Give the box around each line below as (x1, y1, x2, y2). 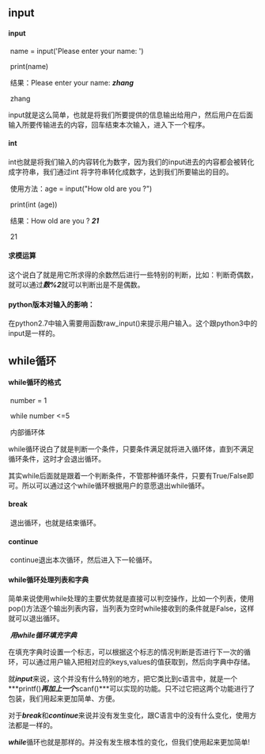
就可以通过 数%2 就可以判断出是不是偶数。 (8, 280, 145, 289)
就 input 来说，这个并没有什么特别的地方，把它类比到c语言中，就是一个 (8, 674, 238, 684)
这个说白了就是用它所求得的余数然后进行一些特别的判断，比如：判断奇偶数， (8, 270, 258, 280)
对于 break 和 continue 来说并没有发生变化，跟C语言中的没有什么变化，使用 (8, 710, 250, 720)
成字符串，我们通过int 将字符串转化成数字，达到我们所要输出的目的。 (8, 166, 233, 177)
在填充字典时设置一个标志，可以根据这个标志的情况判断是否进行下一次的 (8, 647, 244, 657)
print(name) (9, 61, 49, 70)
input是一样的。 (8, 329, 60, 338)
